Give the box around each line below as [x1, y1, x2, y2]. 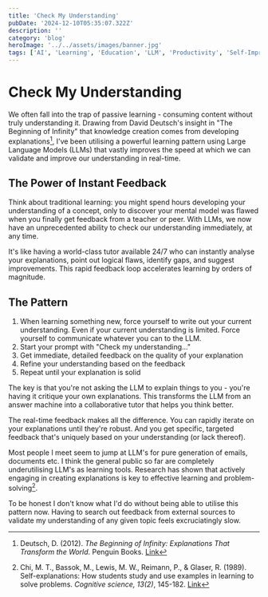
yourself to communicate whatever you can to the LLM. [19, 334, 202, 343]
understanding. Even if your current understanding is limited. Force [19, 325, 241, 335]
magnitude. [8, 272, 45, 282]
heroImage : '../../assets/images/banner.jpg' [8, 42, 162, 49]
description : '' [8, 26, 62, 34]
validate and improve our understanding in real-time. [8, 153, 181, 163]
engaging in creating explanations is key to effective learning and [8, 473, 223, 483]
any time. [8, 231, 39, 241]
